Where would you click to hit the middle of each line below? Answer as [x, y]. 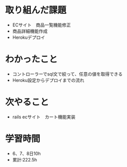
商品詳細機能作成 [30, 31]
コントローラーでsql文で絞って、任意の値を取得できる [67, 74]
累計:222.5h [25, 160]
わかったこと [32, 59]
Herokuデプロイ [29, 37]
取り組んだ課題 [36, 10]
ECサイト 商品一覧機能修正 [42, 25]
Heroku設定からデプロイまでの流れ [48, 80]
